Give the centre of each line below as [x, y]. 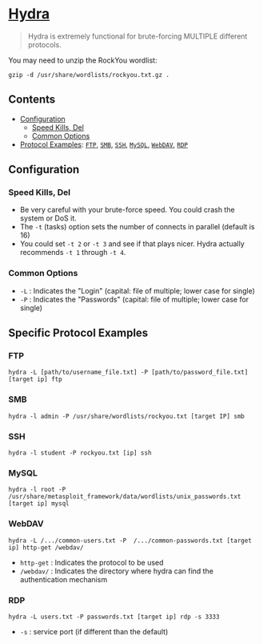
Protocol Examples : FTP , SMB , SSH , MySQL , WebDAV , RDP [104, 144]
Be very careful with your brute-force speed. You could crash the [127, 210]
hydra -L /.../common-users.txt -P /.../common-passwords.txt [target [130, 541]
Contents [32, 100]
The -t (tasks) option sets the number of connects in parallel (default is [137, 227]
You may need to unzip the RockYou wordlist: [83, 60]
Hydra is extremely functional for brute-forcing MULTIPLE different [137, 36]
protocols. [44, 44]
